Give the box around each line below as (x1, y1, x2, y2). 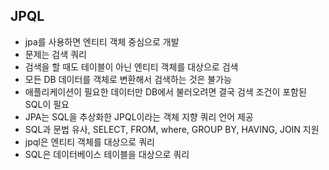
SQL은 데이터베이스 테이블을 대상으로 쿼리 (24, 148, 190, 160)
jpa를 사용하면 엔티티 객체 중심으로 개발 (24, 35, 180, 48)
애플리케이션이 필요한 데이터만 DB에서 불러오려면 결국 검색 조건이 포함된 (24, 85, 307, 98)
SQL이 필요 (24, 98, 70, 110)
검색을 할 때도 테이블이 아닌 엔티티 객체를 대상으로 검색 (24, 60, 239, 73)
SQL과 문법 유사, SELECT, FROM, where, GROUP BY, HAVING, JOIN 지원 (24, 123, 320, 135)
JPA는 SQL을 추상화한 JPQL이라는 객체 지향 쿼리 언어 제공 (24, 110, 254, 123)
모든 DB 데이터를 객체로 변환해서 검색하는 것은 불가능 (24, 73, 232, 85)
